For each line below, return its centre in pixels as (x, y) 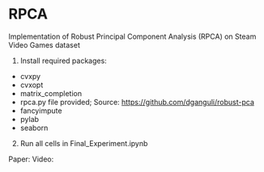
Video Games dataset (45, 44)
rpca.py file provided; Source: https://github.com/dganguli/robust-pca (137, 102)
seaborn (34, 128)
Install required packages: (63, 61)
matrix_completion (51, 93)
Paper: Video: (31, 159)
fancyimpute (41, 111)
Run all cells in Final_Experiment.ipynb (84, 143)
